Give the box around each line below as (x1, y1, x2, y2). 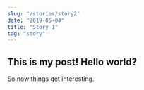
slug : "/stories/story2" (7, 10, 80, 18)
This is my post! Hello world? (7, 56, 138, 67)
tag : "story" (7, 30, 46, 37)
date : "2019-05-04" (7, 17, 65, 24)
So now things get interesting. (7, 75, 95, 83)
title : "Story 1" (7, 23, 59, 30)
